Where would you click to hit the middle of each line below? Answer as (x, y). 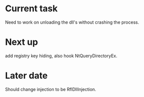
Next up (22, 42)
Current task (32, 9)
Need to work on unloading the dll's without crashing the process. (72, 22)
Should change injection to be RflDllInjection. (51, 89)
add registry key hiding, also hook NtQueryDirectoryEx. (61, 56)
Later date (26, 76)
